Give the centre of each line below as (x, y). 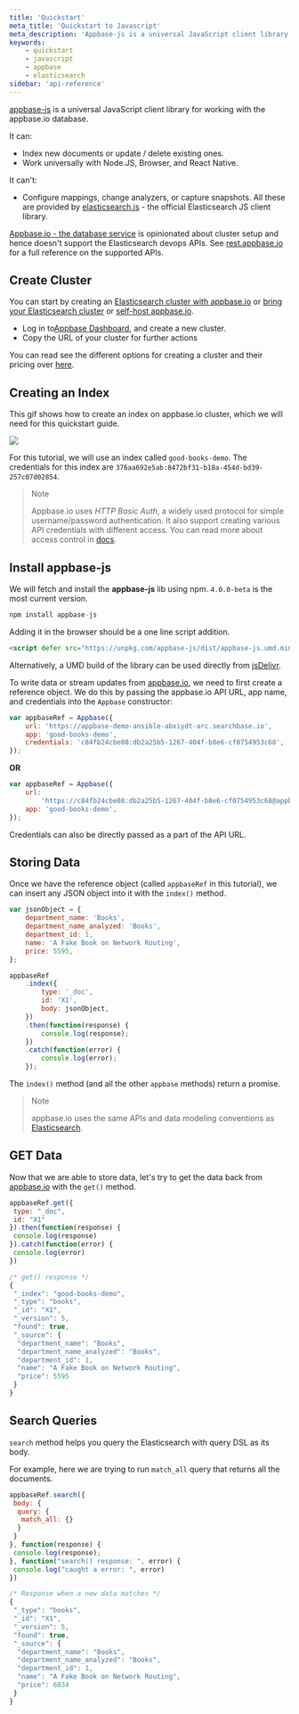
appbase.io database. (49, 119)
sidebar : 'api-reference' (57, 84)
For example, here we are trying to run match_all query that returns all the (145, 1469)
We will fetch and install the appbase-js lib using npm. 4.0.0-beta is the (141, 589)
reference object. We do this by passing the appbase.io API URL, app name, (148, 692)
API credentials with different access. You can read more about (147, 530)
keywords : (28, 42)
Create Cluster (51, 280)
